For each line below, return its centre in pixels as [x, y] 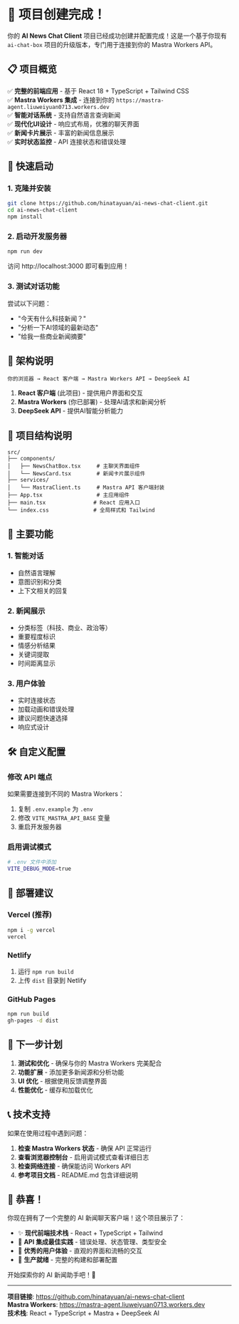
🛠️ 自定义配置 [37, 751]
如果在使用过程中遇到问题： [48, 1133]
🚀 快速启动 [30, 166]
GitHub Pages [32, 999]
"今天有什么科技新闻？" [52, 319]
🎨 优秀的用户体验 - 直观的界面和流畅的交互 [80, 1251]
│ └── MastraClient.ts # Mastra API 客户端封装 [86, 488]
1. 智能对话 [26, 556]
